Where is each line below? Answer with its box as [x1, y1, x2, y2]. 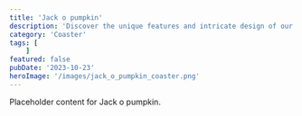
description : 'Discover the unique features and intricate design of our [9, 22, 294, 31]
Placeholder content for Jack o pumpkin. [9, 96, 161, 107]
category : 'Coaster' [9, 30, 88, 39]
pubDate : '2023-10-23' [9, 64, 95, 73]
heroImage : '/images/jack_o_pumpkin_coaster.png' [9, 72, 201, 81]
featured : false [9, 55, 71, 64]
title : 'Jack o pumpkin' [9, 13, 103, 22]
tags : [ [9, 38, 39, 48]
